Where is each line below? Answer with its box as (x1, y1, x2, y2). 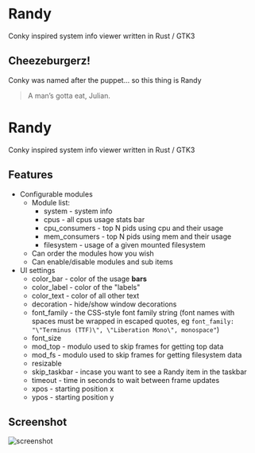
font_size (31, 333, 62, 342)
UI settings (19, 265, 56, 275)
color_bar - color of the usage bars (31, 274, 147, 283)
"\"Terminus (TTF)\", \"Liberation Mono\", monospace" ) (31, 324, 220, 334)
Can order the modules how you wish (31, 248, 155, 258)
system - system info (43, 206, 113, 216)
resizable (31, 358, 62, 368)
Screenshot (8, 415, 68, 428)
